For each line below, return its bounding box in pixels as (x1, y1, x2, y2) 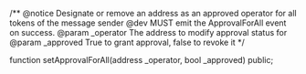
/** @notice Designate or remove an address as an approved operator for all (9, 8, 297, 18)
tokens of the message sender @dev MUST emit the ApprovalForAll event (9, 17, 287, 28)
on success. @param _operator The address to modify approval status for (9, 27, 288, 37)
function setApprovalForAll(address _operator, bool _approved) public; (9, 55, 274, 65)
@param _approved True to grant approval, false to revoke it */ (9, 37, 245, 48)
